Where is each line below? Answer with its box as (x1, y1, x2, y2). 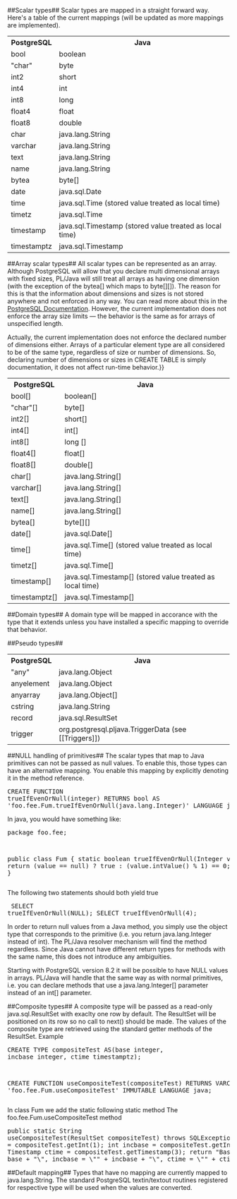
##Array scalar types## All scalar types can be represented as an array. (7, 260, 217, 267)
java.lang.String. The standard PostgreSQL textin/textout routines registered (7, 1176, 228, 1184)
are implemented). (7, 21, 61, 29)
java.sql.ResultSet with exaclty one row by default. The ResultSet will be (7, 1010, 217, 1018)
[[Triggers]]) (59, 734, 101, 743)
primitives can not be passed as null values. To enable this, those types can (7, 759, 227, 767)
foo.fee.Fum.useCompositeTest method (7, 1114, 122, 1121)
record (11, 713, 33, 722)
